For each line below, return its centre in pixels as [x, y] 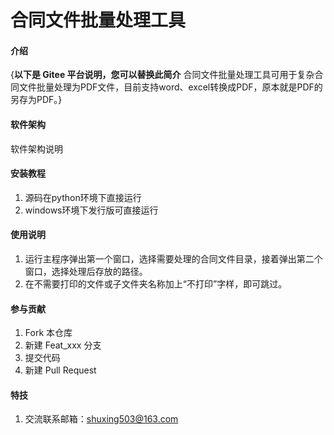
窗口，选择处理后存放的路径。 [86, 271]
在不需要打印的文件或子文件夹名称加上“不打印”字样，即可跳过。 [156, 284]
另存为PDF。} [36, 100]
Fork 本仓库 [48, 333]
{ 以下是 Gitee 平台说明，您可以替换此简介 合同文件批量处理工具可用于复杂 [162, 75]
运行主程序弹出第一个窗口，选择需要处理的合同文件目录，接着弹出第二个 [173, 259]
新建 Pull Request [60, 370]
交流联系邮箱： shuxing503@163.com [101, 419]
